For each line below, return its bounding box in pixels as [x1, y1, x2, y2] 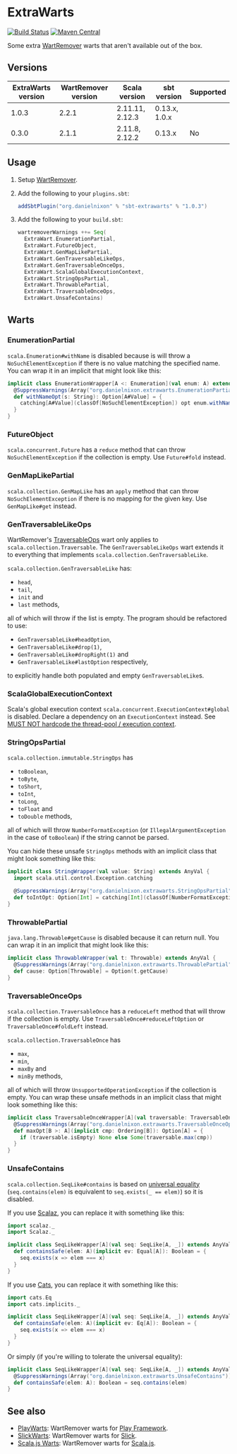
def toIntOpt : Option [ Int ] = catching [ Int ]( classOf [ [13, 894, 172, 901]
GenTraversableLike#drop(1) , [17, 642, 102, 651]
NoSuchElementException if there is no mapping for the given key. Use [7, 494, 207, 503]
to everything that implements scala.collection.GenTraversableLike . [7, 550, 209, 558]
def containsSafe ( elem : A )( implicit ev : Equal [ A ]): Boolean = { [13, 1248, 207, 1255]
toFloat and [17, 805, 53, 813]
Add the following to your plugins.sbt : [17, 188, 130, 198]
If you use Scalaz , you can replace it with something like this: [7, 1208, 185, 1217]
